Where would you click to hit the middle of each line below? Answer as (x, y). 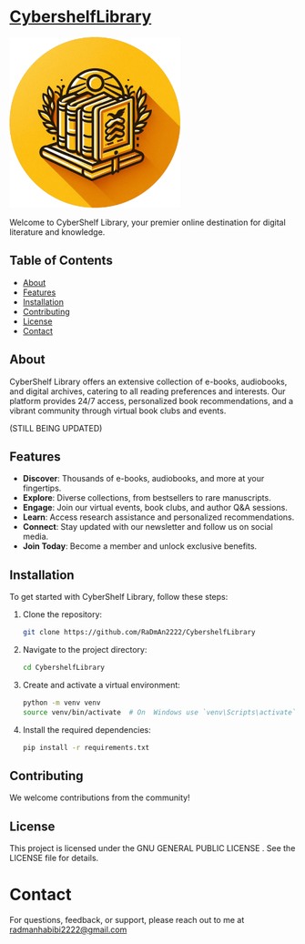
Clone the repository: (62, 614)
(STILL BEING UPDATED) (56, 428)
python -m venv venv (61, 703)
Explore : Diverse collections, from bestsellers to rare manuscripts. (147, 498)
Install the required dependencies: (87, 729)
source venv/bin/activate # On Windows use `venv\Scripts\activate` (159, 712)
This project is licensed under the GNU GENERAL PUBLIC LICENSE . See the (152, 848)
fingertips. (42, 488)
